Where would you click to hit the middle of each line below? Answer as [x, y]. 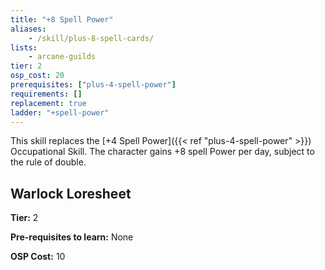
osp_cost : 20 [37, 76]
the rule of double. [48, 162]
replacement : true [48, 103]
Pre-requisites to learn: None [72, 237]
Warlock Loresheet [71, 193]
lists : [24, 47]
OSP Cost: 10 [38, 257]
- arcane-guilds [62, 57]
